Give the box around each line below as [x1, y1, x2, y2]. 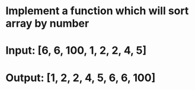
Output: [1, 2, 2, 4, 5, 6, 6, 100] [5, 71, 156, 84]
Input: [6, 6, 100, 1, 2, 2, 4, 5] [5, 44, 147, 57]
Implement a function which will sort [5, 4, 189, 18]
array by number [5, 17, 89, 30]
